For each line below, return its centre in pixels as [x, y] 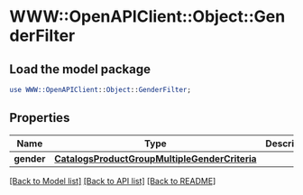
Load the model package [80, 69]
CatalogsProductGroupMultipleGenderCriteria [155, 158]
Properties [40, 118]
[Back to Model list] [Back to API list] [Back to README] [113, 181]
